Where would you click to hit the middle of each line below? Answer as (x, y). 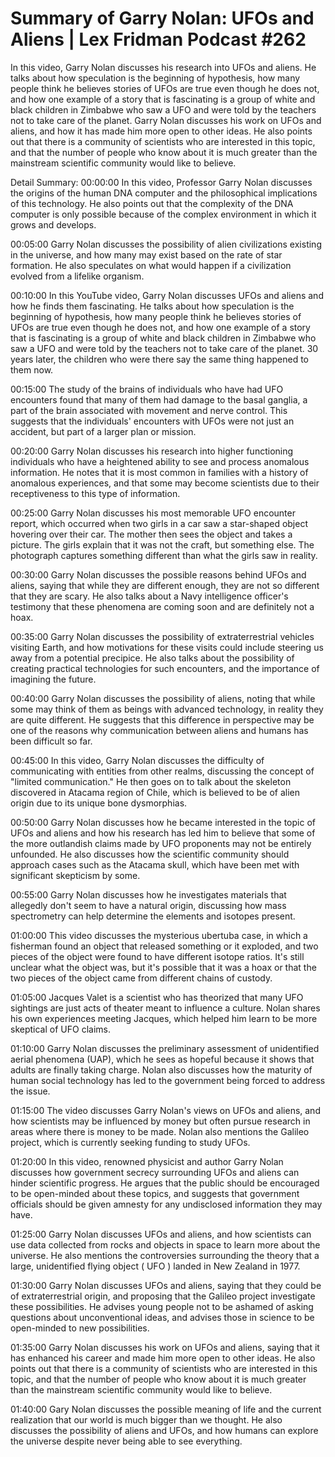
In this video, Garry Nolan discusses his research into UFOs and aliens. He (163, 67)
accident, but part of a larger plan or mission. (103, 431)
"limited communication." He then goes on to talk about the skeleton (151, 781)
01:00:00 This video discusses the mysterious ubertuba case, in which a (159, 935)
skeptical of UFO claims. (60, 1029)
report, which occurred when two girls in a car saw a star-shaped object (159, 523)
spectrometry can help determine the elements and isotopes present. (153, 916)
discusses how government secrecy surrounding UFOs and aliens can (155, 1172)
